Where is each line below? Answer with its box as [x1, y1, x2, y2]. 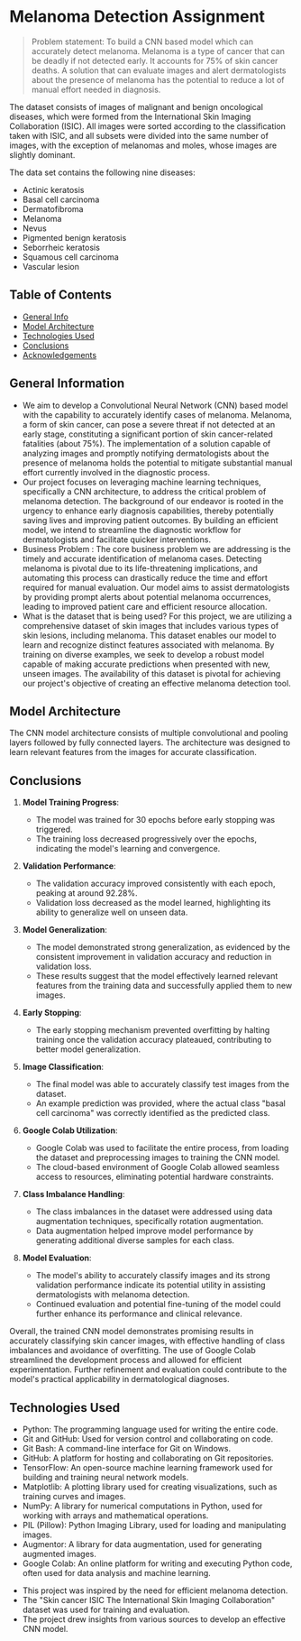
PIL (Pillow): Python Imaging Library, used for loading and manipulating [22, 1520, 287, 1530]
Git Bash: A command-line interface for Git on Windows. [22, 1443, 232, 1453]
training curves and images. [22, 1491, 126, 1501]
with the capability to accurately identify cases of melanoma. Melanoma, [22, 409, 293, 420]
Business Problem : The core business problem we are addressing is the [22, 543, 291, 554]
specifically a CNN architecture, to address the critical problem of [22, 485, 267, 497]
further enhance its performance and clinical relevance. [35, 1308, 243, 1319]
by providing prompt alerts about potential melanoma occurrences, [22, 591, 271, 602]
